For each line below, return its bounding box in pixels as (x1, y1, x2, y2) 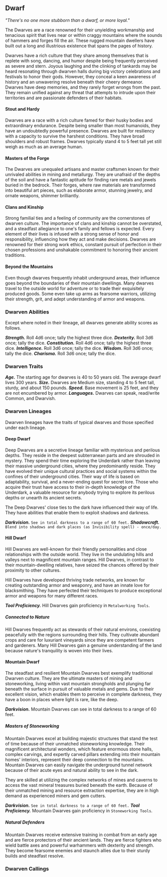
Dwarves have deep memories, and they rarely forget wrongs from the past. (5, 84, 162, 90)
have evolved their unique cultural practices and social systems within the (5, 468, 157, 474)
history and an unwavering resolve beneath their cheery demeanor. (5, 79, 144, 85)
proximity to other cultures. (5, 567, 61, 573)
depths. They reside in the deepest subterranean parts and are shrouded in (5, 452, 160, 458)
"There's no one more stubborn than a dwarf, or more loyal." (5, 17, 130, 23)
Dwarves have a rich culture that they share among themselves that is (5, 52, 149, 58)
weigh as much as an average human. (5, 144, 83, 150)
